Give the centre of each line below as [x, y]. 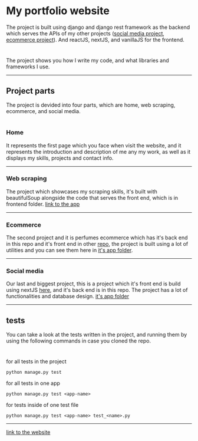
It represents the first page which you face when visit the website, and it [94, 145]
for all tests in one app [33, 383]
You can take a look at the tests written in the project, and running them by [97, 335]
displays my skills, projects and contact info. [60, 158]
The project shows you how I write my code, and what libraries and [88, 61]
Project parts [30, 90]
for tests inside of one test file [42, 405]
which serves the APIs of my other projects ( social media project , [85, 33]
